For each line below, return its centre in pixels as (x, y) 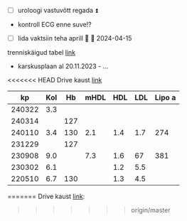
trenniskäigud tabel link (42, 53)
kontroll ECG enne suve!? (55, 25)
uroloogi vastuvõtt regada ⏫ (58, 10)
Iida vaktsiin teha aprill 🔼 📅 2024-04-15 (75, 38)
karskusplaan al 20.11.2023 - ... (63, 66)
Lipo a (165, 97)
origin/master (151, 210)
